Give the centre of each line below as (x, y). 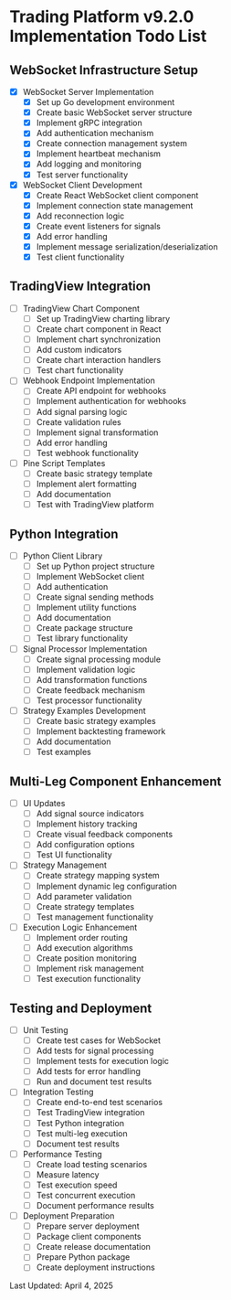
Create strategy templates (85, 906)
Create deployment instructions (95, 1267)
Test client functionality (80, 257)
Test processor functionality (89, 700)
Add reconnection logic (80, 216)
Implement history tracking (87, 824)
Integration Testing (58, 1092)
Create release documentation (93, 1247)
